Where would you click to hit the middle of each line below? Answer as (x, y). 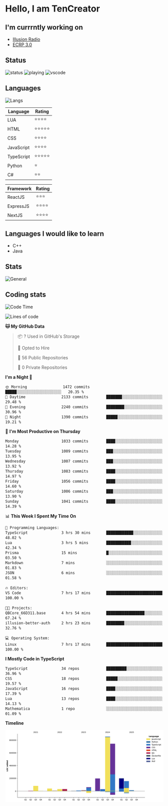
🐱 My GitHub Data (25, 326)
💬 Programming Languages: (32, 527)
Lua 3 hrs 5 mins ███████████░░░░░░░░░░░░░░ (84, 543)
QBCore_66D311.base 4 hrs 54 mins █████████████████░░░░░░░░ (84, 613)
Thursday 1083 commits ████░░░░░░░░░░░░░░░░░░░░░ (84, 471)
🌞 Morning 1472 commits (48, 387)
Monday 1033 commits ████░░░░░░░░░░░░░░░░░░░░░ (84, 441)
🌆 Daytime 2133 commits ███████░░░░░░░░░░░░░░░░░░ (84, 397)
